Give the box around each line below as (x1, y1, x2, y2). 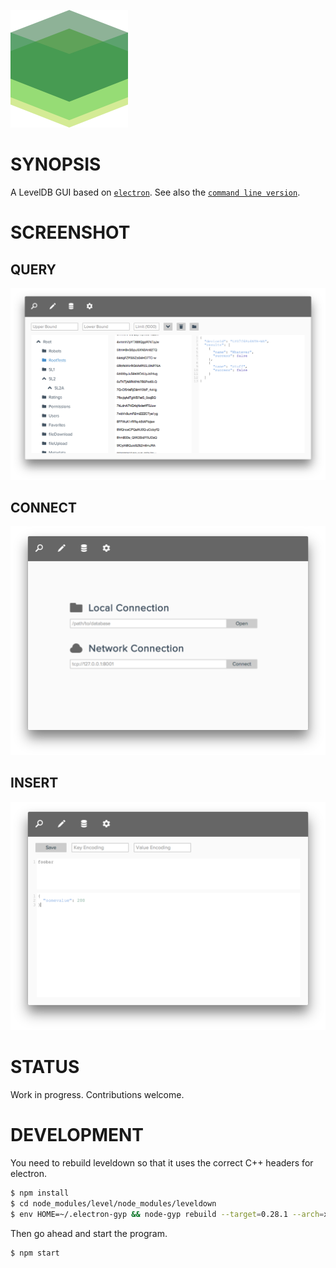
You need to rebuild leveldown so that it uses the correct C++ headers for (10, 1157, 314, 1169)
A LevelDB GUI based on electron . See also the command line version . (10, 186, 301, 198)
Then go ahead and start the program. (10, 1227, 168, 1239)
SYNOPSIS (10, 153, 102, 176)
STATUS (10, 1056, 80, 1079)
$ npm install (10, 1188, 70, 1199)
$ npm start (10, 1248, 60, 1258)
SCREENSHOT (10, 221, 131, 244)
